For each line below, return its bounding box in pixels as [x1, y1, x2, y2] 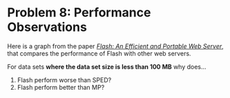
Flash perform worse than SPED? [17, 75, 112, 84]
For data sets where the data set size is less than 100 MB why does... [7, 62, 207, 71]
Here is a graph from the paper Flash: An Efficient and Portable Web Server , [7, 42, 224, 50]
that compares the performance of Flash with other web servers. [7, 49, 191, 58]
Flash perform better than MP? [17, 83, 105, 91]
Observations [7, 19, 88, 35]
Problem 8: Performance [7, 5, 151, 21]
